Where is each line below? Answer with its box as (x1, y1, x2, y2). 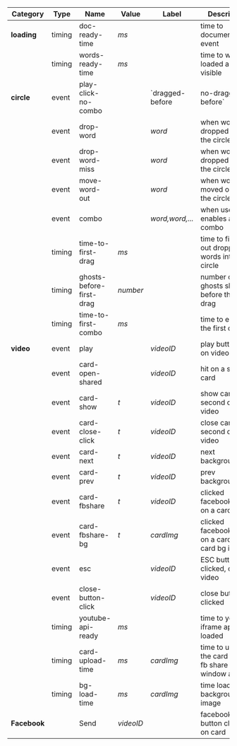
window (200, 669, 227, 678)
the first (200, 323, 226, 333)
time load (200, 680, 231, 690)
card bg (200, 544, 226, 553)
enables (200, 214, 227, 223)
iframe (200, 622, 222, 631)
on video (200, 348, 229, 358)
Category (11, 9, 44, 18)
